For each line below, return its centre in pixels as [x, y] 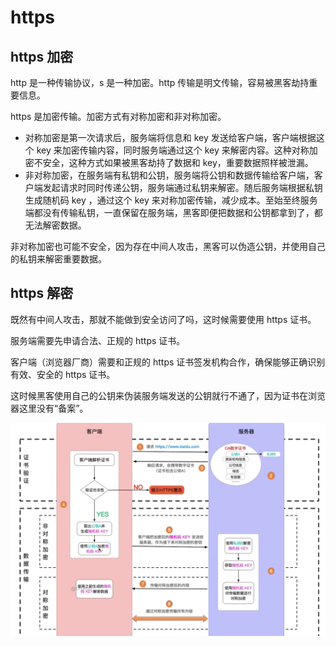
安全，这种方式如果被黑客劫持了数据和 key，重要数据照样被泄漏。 [178, 162]
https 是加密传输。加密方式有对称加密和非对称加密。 [118, 116]
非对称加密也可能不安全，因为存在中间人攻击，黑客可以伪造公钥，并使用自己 [168, 246]
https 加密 [42, 56]
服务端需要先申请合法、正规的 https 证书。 [98, 340]
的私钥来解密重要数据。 [58, 259]
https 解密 [42, 293]
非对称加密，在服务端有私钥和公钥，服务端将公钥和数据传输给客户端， [169, 175]
